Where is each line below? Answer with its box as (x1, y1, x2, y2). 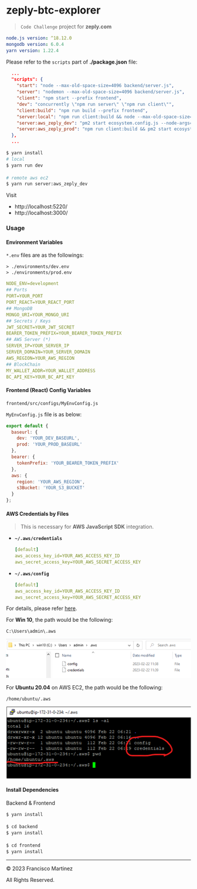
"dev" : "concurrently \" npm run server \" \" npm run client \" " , (16, 101, 175, 107)
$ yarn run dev (6, 162, 43, 168)
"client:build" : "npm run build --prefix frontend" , (16, 107, 148, 114)
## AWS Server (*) (6, 337, 51, 343)
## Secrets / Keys (6, 318, 51, 324)
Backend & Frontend (6, 799, 56, 807)
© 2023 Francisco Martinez (6, 865, 73, 872)
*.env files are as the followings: (6, 251, 84, 259)
